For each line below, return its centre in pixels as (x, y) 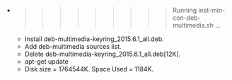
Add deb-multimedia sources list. (73, 46)
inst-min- (211, 10)
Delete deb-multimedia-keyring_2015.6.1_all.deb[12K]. (103, 54)
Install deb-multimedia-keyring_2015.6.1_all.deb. (94, 39)
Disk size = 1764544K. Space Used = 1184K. (89, 69)
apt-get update (46, 62)
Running (185, 10)
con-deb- (186, 18)
